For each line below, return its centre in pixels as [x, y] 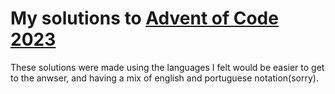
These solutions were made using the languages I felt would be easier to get [167, 67]
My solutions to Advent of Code [144, 18]
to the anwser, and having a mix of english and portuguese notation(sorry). [164, 78]
